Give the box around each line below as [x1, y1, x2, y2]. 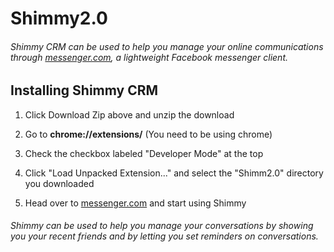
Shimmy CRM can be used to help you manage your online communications [10, 40, 324, 52]
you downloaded [24, 177, 95, 189]
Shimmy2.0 [10, 7, 108, 30]
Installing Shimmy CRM [10, 82, 159, 99]
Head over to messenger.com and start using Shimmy [24, 197, 247, 209]
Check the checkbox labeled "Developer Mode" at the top [24, 147, 264, 159]
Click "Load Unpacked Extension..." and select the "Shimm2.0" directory [24, 167, 324, 179]
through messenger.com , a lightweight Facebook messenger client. [10, 51, 288, 63]
